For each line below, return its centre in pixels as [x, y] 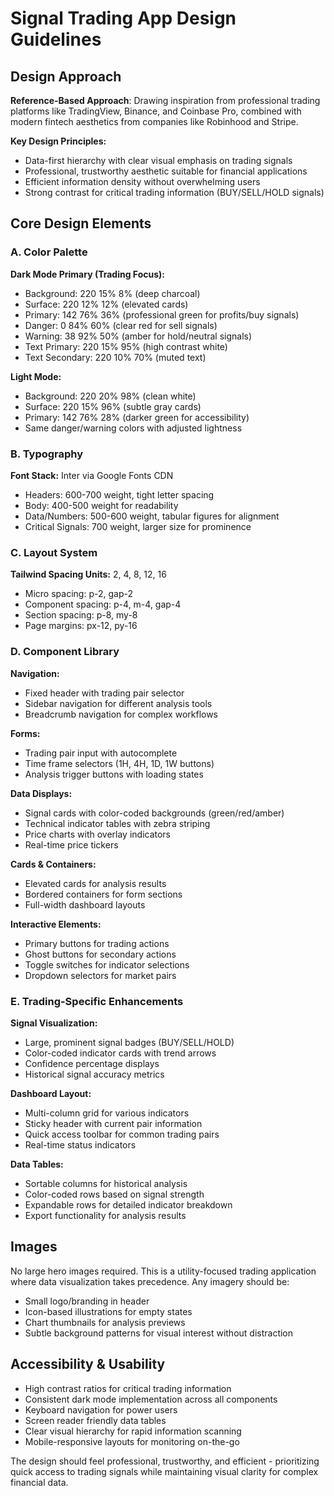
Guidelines [56, 39]
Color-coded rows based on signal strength [114, 1194]
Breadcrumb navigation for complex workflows [121, 714]
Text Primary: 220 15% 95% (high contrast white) [126, 346]
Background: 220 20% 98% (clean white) [110, 396]
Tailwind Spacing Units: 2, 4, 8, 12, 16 [88, 574]
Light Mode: [36, 376]
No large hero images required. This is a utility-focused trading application [163, 1271]
